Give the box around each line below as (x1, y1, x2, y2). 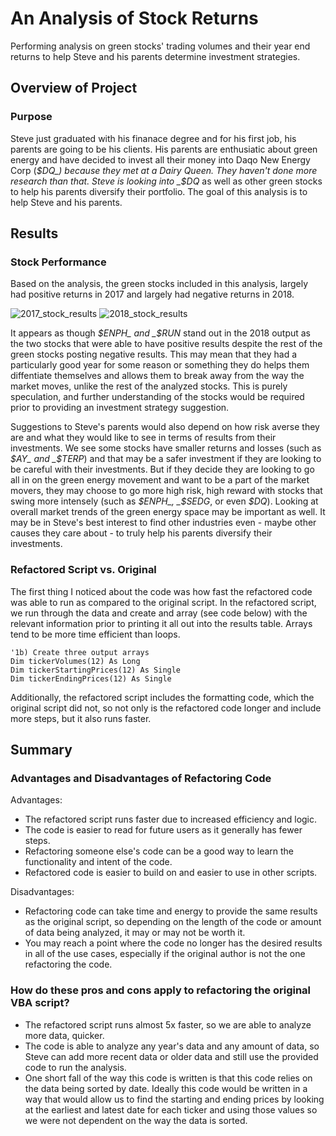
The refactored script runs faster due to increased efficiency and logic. (24, 813, 318, 826)
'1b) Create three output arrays (10, 647, 150, 657)
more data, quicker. (24, 1029, 105, 1041)
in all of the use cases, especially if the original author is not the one (24, 948, 306, 960)
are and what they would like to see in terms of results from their (10, 432, 277, 444)
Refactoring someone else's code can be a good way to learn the (24, 845, 295, 857)
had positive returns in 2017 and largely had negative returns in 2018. (10, 288, 295, 301)
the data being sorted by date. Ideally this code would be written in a (24, 1082, 308, 1094)
